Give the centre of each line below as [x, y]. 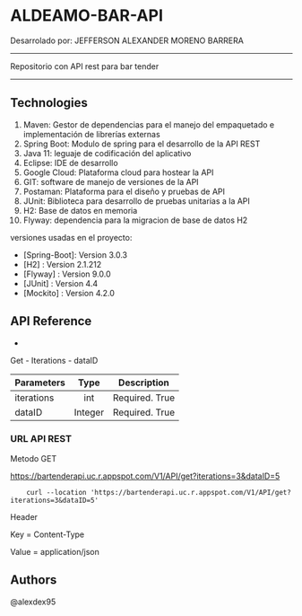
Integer [89, 412]
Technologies [49, 103]
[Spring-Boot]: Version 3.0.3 [75, 255]
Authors [34, 580]
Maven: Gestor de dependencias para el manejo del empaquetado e [149, 124]
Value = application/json [55, 551]
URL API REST [41, 439]
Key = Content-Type [47, 534]
